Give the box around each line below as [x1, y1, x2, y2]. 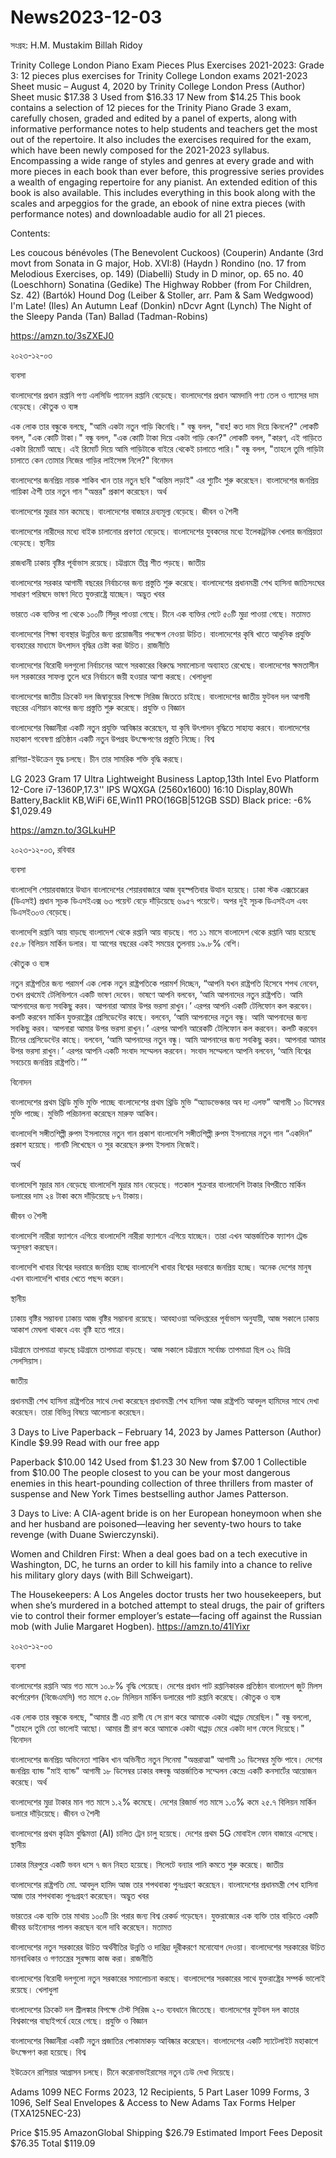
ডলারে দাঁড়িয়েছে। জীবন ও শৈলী [10, 1807, 100, 1819]
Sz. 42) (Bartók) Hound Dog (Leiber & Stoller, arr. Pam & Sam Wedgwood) [10, 289, 314, 301]
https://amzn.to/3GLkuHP [10, 824, 116, 836]
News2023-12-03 [10, 6, 163, 29]
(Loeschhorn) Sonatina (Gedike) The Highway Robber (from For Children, [10, 278, 312, 290]
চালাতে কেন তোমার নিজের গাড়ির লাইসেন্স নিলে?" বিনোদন [10, 454, 173, 466]
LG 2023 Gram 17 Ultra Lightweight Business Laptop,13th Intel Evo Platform [10, 772, 320, 785]
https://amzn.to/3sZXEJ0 [10, 329, 115, 341]
